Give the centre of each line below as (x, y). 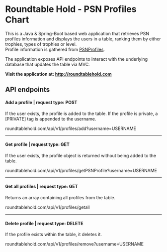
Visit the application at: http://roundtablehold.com (58, 74)
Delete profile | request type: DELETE (44, 223)
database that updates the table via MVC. (48, 64)
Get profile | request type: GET (37, 144)
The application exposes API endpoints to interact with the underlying (77, 59)
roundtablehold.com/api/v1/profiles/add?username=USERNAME (71, 128)
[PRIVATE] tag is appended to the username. (51, 119)
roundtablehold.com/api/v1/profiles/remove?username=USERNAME (75, 244)
